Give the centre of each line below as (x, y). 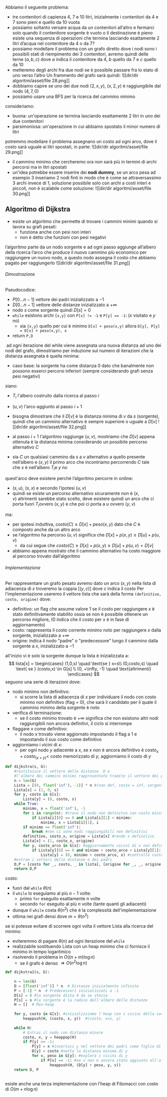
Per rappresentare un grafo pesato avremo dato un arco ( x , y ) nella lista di (81, 583)
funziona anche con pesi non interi (55, 232)
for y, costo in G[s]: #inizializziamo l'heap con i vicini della (84, 1014)
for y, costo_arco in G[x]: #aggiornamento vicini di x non (86, 846)
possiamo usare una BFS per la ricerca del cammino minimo (74, 96)
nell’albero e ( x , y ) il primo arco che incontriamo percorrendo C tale (81, 462)
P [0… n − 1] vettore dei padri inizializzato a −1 (58, 300)
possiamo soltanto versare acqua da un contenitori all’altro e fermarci (83, 27)
